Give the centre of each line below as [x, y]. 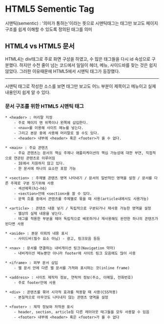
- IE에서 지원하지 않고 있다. [39, 163]
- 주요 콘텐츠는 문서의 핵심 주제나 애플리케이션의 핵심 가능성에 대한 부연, [79, 153]
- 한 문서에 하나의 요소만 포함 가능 [45, 169]
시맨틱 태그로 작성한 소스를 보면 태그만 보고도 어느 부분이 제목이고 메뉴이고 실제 [81, 86]
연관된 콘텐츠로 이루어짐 [34, 158]
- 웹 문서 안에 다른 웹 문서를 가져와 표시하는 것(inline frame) [72, 268]
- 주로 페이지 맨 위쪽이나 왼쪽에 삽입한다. [51, 123]
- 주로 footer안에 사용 [35, 283]
